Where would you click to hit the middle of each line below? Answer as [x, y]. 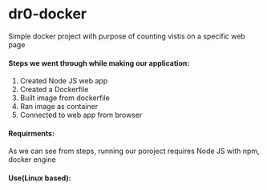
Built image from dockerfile [65, 98]
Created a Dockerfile [54, 90]
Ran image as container [59, 107]
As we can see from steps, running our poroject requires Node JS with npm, [134, 151]
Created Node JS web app [64, 81]
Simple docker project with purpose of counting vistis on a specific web [127, 36]
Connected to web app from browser [81, 115]
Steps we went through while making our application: [99, 63]
